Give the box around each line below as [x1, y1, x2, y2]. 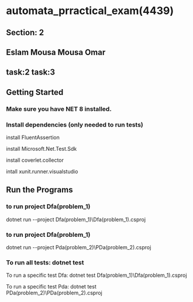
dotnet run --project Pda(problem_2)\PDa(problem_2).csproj [6, 243, 151, 250]
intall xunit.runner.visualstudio [6, 168, 78, 175]
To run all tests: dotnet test [6, 258, 84, 266]
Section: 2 [6, 28, 44, 38]
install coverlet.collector [6, 157, 64, 164]
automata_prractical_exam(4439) [6, 4, 174, 18]
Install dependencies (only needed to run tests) [6, 120, 143, 128]
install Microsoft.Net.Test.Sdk [6, 145, 77, 152]
